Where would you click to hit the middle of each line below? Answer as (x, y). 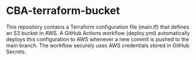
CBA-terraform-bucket (63, 11)
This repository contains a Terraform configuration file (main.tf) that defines (98, 27)
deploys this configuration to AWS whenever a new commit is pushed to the (98, 39)
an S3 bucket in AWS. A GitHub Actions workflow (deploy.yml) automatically (98, 33)
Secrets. (16, 51)
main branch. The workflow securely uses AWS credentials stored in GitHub (98, 45)
